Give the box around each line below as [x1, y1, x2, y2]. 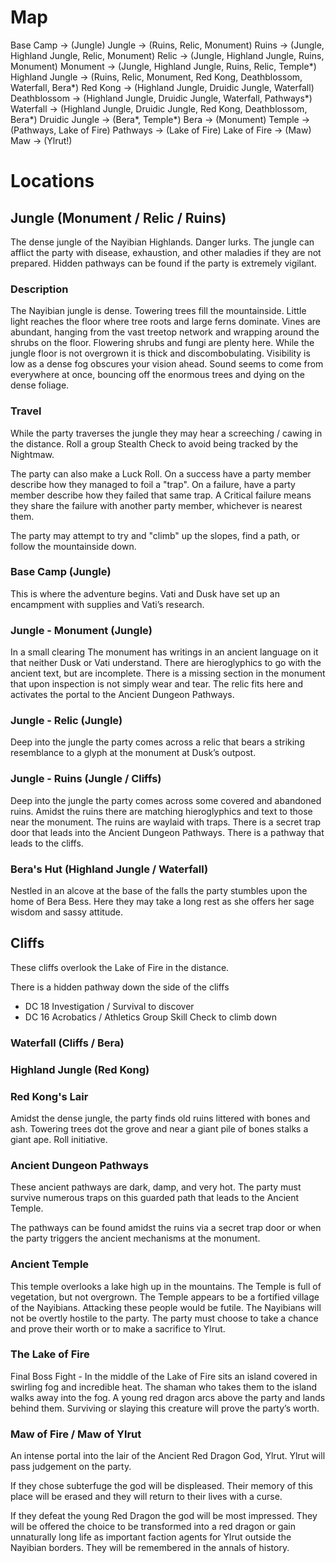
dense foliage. [10, 379, 70, 391]
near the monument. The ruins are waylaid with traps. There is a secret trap [10, 816, 322, 828]
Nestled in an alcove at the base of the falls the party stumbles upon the [10, 885, 308, 897]
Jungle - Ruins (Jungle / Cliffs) [10, 772, 162, 786]
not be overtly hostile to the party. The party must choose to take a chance [10, 1312, 319, 1324]
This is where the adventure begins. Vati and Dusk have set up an [10, 587, 280, 600]
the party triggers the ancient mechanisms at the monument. [10, 1232, 261, 1245]
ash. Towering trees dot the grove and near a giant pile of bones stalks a [10, 1122, 309, 1135]
